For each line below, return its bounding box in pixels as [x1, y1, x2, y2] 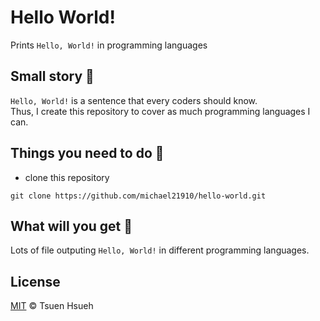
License [10, 273, 61, 290]
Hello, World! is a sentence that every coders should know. [10, 94, 258, 106]
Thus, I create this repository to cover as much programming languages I [10, 105, 311, 117]
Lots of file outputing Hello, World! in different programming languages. [10, 244, 310, 256]
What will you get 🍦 [10, 217, 133, 235]
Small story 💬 [10, 68, 95, 85]
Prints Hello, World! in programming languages [10, 39, 208, 51]
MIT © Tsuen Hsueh [10, 300, 94, 312]
